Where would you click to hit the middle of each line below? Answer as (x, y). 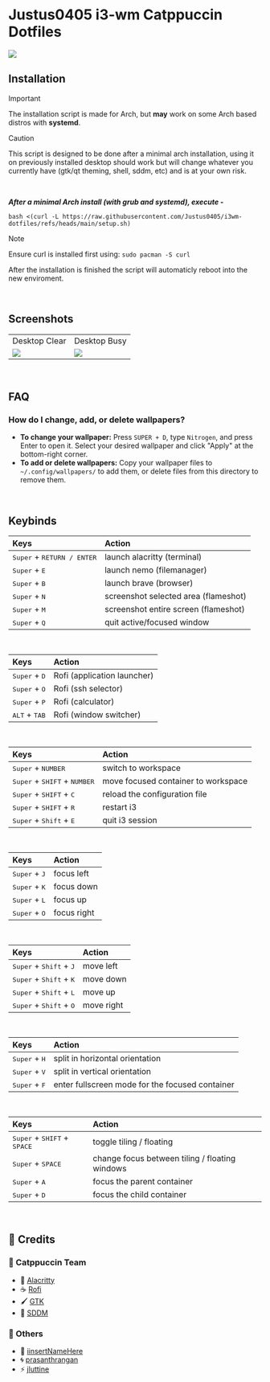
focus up (70, 900)
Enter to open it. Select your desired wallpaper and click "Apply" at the (137, 446)
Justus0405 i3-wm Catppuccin (116, 15)
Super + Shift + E (44, 820)
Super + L (29, 900)
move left (100, 966)
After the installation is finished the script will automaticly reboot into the (128, 269)
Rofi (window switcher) (97, 715)
